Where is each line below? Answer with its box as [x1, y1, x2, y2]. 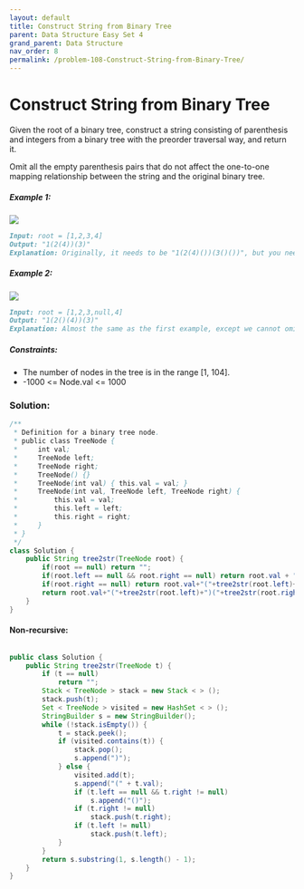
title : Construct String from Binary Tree [9, 22, 172, 31]
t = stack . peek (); [57, 729, 128, 738]
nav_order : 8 [9, 47, 59, 56]
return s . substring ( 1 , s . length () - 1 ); [42, 855, 196, 864]
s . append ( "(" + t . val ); [73, 778, 165, 788]
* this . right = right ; [13, 513, 131, 522]
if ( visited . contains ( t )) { [57, 737, 165, 746]
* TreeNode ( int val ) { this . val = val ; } [13, 478, 188, 488]
